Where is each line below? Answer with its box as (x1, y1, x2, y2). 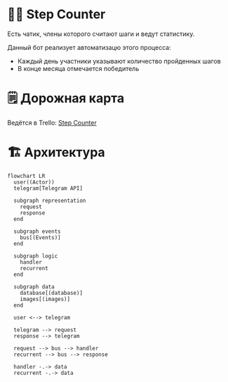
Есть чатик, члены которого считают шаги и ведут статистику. (7, 30, 195, 38)
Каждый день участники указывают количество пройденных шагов (17, 56, 221, 65)
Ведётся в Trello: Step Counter (7, 118, 97, 127)
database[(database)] (20, 289, 83, 296)
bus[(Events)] (20, 234, 61, 241)
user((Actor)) (13, 179, 55, 186)
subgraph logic (13, 253, 58, 260)
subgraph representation (13, 197, 86, 204)
